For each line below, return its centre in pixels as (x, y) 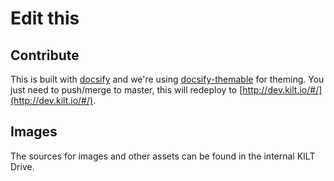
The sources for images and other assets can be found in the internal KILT (163, 156)
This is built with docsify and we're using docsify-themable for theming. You (167, 79)
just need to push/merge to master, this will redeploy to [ (126, 90)
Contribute (45, 55)
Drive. (22, 166)
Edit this (45, 18)
